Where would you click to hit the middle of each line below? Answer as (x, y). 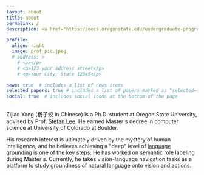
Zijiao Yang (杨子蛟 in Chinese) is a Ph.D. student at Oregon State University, (102, 114)
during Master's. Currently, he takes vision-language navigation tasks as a (99, 159)
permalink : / (23, 23)
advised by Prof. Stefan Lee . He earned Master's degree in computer (93, 121)
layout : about (24, 12)
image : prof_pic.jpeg (39, 52)
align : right (28, 46)
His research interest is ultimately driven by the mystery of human (89, 140)
